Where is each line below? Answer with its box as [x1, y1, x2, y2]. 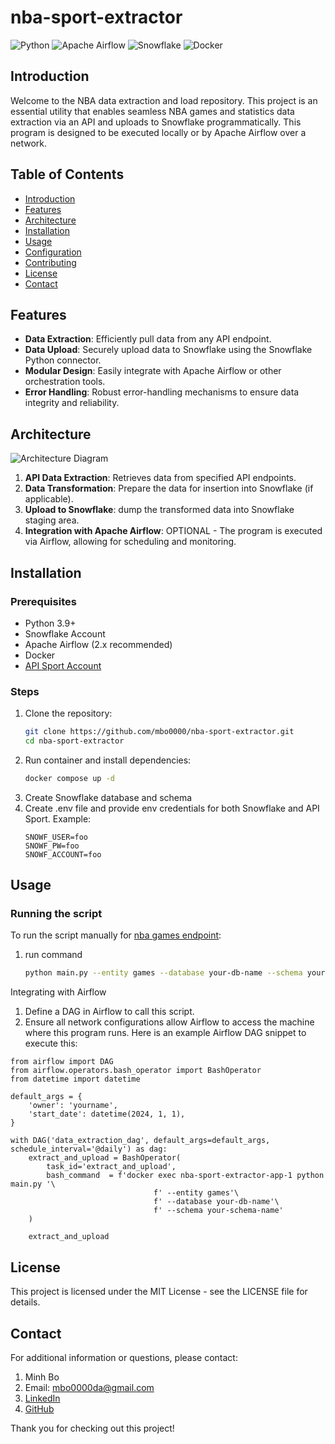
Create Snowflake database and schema [24, 791, 193, 803]
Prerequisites [10, 594, 77, 608]
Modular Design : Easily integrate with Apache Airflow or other [24, 365, 282, 377]
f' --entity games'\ [153, 1188, 240, 1198]
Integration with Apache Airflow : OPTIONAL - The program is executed [24, 525, 323, 537]
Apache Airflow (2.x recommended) [24, 638, 173, 650]
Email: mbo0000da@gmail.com [24, 1381, 155, 1393]
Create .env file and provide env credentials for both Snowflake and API [24, 802, 320, 814]
